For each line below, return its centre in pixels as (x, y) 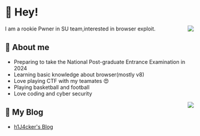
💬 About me (27, 47)
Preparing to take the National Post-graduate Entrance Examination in (99, 61)
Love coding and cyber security (53, 93)
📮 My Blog (24, 112)
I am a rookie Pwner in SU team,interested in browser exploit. (80, 29)
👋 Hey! (22, 12)
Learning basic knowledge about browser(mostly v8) (79, 75)
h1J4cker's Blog (34, 126)
